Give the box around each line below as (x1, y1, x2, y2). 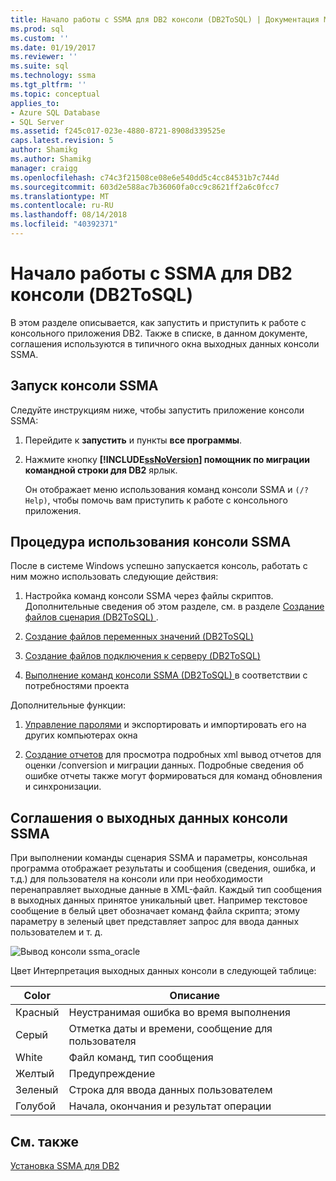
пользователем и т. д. (10, 926, 103, 938)
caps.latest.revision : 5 (10, 136, 114, 146)
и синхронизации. (24, 781, 102, 793)
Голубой (15, 1099, 57, 1113)
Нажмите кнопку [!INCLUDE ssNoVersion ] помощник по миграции (24, 453, 310, 465)
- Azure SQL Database (10, 107, 101, 118)
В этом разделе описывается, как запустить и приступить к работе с (10, 316, 307, 328)
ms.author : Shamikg (10, 154, 92, 164)
